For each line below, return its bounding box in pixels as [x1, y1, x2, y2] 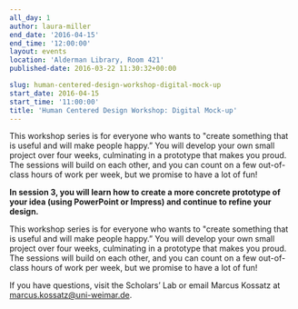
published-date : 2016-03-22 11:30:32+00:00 [9, 65, 177, 74]
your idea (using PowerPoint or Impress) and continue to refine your [9, 196, 272, 207]
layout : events [9, 47, 67, 56]
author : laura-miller [9, 22, 92, 31]
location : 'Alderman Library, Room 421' [9, 55, 165, 65]
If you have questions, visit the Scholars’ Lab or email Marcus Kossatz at [9, 280, 281, 291]
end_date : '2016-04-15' [9, 30, 100, 39]
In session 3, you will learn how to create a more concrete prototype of [9, 187, 282, 198]
